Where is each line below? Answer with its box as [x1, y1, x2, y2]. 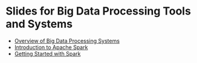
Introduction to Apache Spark [14, 44, 88, 51]
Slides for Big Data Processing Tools [5, 4, 192, 18]
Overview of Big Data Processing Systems [14, 37, 120, 44]
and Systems [5, 17, 73, 31]
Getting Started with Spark [14, 50, 81, 57]
